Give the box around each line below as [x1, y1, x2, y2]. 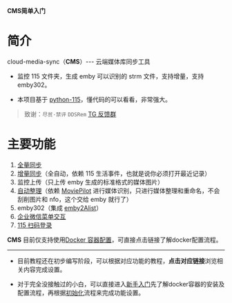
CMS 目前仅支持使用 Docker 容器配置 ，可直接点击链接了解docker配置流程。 [7, 236, 222, 244]
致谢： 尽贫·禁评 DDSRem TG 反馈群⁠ [23, 109, 117, 118]
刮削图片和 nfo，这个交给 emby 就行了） [17, 195, 133, 203]
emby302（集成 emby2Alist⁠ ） [17, 203, 102, 212]
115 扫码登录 [17, 220, 52, 229]
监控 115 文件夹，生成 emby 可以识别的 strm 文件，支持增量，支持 [17, 72, 204, 80]
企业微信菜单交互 [17, 212, 66, 220]
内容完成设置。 [23, 265, 66, 273]
